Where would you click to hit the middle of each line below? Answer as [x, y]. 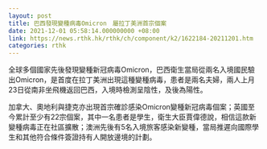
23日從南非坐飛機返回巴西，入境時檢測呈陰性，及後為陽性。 [108, 90]
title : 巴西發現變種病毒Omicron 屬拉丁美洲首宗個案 [88, 23]
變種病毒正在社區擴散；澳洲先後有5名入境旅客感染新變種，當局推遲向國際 [130, 127]
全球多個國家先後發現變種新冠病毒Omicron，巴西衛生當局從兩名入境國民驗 [132, 70]
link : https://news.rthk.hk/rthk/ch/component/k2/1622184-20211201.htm [131, 38]
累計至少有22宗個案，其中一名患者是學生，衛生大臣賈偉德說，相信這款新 [136, 117]
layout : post [30, 16]
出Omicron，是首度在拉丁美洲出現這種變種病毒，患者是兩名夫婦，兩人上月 [132, 80]
